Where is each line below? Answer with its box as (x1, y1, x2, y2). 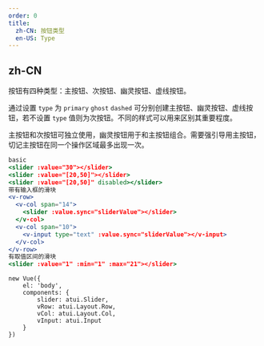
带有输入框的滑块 (8, 186, 57, 194)
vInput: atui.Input (37, 317, 102, 325)
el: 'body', (22, 282, 62, 290)
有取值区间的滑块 (8, 253, 57, 261)
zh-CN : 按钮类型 (15, 26, 66, 34)
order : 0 (8, 11, 38, 20)
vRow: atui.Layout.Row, (37, 303, 116, 311)
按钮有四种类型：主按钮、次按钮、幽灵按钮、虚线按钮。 (8, 86, 190, 96)
